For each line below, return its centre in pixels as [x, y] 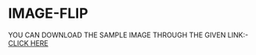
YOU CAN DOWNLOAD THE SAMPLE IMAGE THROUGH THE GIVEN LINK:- [128, 35]
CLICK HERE [28, 43]
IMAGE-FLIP [48, 14]
